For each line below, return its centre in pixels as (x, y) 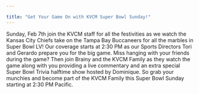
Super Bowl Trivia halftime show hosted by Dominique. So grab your (90, 71)
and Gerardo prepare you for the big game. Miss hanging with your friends (98, 53)
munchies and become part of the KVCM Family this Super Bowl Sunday (95, 78)
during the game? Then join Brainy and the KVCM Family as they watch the (98, 59)
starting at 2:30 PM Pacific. (40, 84)
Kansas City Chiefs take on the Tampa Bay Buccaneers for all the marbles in (100, 40)
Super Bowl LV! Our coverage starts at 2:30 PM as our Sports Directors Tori (99, 46)
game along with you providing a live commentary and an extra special (93, 65)
